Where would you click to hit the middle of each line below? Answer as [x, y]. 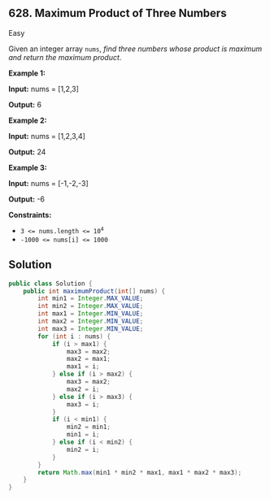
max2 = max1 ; [89, 359]
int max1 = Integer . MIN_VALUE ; [91, 314]
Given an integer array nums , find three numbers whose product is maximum [135, 49]
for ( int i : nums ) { [74, 336]
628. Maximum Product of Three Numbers [118, 13]
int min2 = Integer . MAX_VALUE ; [91, 306]
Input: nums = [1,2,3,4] [47, 136]
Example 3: [28, 167]
